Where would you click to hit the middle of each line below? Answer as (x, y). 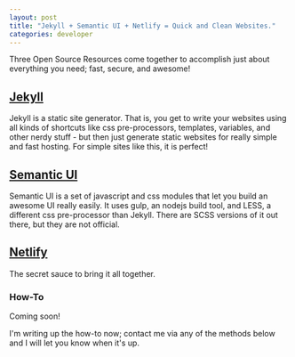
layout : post (33, 17)
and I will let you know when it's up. (75, 343)
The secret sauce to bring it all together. (82, 273)
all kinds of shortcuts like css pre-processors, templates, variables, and (140, 128)
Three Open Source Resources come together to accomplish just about (140, 60)
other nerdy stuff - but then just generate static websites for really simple (143, 137)
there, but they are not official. (64, 224)
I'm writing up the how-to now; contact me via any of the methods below (142, 334)
